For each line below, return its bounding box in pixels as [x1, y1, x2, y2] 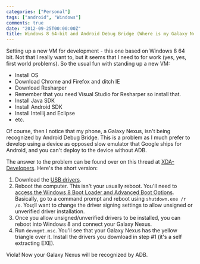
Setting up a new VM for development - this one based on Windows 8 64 [6, 47, 186, 54]
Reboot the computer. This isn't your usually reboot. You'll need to [14, 183, 177, 190]
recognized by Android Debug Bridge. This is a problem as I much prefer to [6, 134, 190, 141]
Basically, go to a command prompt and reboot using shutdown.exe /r [14, 195, 186, 202]
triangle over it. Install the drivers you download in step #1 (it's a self [14, 234, 182, 241]
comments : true [6, 20, 44, 26]
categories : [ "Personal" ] [6, 8, 70, 15]
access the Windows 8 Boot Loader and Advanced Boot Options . [14, 189, 174, 196]
